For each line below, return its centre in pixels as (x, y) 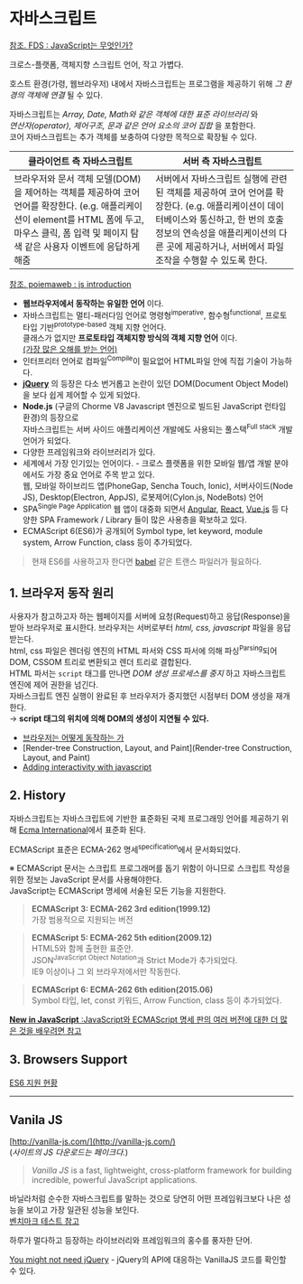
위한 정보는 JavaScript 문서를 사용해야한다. (86, 880)
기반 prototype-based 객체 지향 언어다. (103, 326)
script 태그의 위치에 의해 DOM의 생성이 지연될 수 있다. (114, 718)
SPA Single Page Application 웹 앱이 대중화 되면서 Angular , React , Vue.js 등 (151, 508)
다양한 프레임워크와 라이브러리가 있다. (89, 452)
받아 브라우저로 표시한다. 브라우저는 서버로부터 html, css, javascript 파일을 (142, 628)
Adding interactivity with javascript (87, 767)
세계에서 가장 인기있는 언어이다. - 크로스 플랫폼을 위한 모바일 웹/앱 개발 (147, 463)
